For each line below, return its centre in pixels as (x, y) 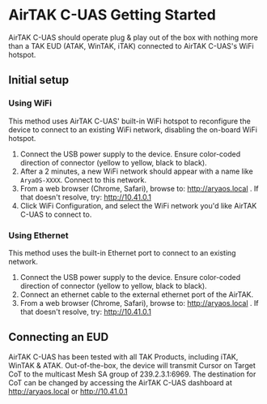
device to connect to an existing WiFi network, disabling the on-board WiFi (133, 129)
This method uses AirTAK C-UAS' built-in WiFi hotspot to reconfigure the (129, 121)
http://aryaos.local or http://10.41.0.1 (68, 391)
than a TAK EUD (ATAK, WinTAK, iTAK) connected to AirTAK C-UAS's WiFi (131, 45)
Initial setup (39, 80)
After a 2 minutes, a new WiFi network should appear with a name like (136, 171)
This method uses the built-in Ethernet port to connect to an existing (122, 252)
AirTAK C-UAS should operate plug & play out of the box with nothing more (133, 37)
